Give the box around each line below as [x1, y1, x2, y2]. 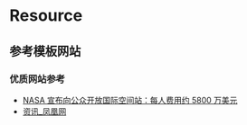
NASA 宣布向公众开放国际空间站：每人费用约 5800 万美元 [22, 94, 238, 105]
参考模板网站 [9, 43, 81, 58]
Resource [9, 5, 83, 26]
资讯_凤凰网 [22, 105, 67, 117]
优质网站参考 [9, 73, 66, 85]
